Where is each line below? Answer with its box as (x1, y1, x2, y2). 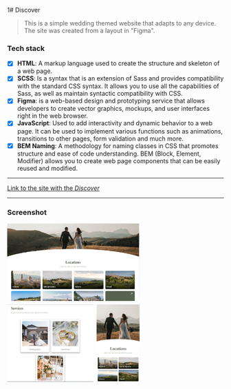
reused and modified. (16, 164, 78, 172)
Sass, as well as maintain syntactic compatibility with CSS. (16, 90, 184, 98)
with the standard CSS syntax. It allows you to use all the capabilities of (16, 82, 220, 90)
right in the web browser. (16, 112, 88, 120)
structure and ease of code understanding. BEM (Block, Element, (16, 149, 201, 158)
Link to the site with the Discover (7, 184, 100, 192)
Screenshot (7, 207, 47, 217)
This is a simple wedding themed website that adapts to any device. (23, 19, 217, 27)
